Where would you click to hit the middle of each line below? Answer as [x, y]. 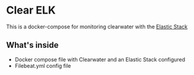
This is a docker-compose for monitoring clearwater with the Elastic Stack [97, 27]
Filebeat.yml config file [43, 66]
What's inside [32, 45]
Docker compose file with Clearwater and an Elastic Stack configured [100, 59]
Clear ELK [31, 10]
